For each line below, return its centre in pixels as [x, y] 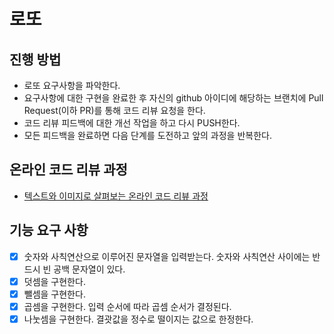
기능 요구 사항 [49, 230]
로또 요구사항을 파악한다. [72, 85]
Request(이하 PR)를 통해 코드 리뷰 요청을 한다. [114, 110]
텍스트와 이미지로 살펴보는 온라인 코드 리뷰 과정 [116, 196]
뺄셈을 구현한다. [54, 294]
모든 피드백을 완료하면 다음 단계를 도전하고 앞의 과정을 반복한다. [147, 135]
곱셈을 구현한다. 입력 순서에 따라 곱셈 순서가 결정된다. [127, 306]
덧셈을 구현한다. [54, 281]
